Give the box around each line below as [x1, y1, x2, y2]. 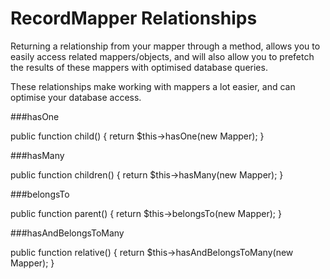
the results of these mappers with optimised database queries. [10, 61, 268, 73]
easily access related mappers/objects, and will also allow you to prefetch [10, 50, 315, 62]
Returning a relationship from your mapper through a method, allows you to [10, 40, 321, 52]
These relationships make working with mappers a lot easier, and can [10, 80, 296, 92]
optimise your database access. [10, 91, 142, 103]
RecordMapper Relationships [10, 7, 258, 30]
